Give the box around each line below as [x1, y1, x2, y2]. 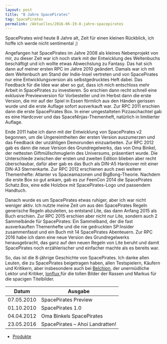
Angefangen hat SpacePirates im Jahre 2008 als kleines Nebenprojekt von [5, 50, 159, 56]
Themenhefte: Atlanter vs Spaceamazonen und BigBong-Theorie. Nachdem [5, 171, 161, 178]
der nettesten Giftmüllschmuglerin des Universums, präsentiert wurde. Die [5, 150, 158, 156]
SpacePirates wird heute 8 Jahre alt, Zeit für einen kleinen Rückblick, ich [5, 35, 155, 41]
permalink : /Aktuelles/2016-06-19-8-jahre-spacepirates [5, 21, 124, 27]
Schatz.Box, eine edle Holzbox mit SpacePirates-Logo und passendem [5, 182, 151, 188]
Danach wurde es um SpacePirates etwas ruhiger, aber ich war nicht [5, 197, 146, 203]
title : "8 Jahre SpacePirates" [5, 12, 70, 17]
